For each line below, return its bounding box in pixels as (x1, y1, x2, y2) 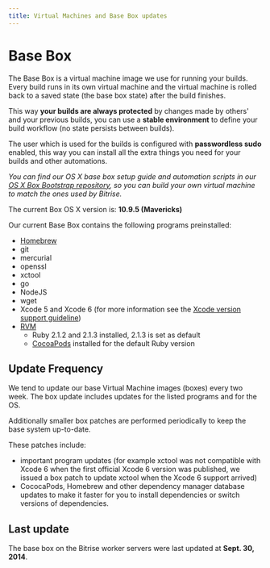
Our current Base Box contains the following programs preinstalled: (8, 219, 232, 230)
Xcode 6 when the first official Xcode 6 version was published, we (19, 465, 240, 474)
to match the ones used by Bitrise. (8, 189, 123, 198)
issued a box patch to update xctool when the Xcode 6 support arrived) (19, 473, 258, 482)
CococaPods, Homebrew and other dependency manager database (19, 482, 245, 491)
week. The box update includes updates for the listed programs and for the (8, 392, 258, 402)
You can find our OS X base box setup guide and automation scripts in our (8, 171, 256, 182)
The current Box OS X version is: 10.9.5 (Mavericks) (8, 204, 183, 214)
